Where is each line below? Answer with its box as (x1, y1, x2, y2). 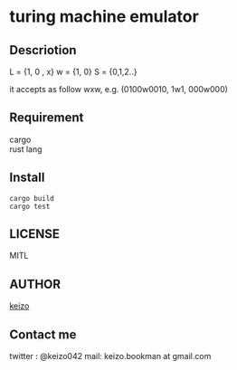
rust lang (9, 143, 43, 155)
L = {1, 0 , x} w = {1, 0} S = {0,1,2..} (9, 66, 137, 77)
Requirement (9, 110, 84, 126)
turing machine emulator (9, 6, 199, 27)
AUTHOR (9, 276, 62, 291)
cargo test (9, 202, 51, 211)
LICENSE (9, 226, 61, 242)
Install (9, 170, 45, 185)
